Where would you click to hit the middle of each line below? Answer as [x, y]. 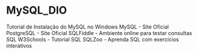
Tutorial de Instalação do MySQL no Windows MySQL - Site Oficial [88, 27]
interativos [19, 46]
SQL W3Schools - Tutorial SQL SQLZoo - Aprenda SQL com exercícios [93, 39]
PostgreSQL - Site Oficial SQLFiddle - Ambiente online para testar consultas [99, 33]
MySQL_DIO [37, 10]
